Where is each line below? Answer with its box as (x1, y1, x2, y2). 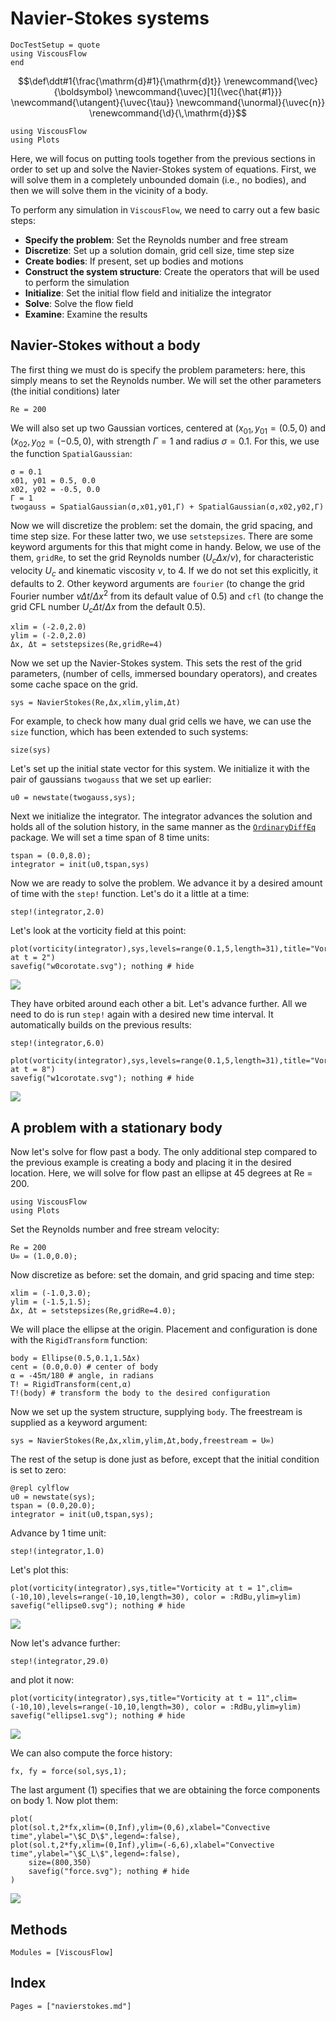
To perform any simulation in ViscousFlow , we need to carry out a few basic (10, 203, 320, 216)
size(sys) (10, 745, 52, 756)
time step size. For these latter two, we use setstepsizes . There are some (10, 530, 313, 542)
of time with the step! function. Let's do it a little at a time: (10, 888, 250, 900)
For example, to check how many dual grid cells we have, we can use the (10, 715, 312, 727)
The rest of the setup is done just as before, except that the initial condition (10, 1453, 320, 1466)
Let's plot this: (10, 1564, 69, 1576)
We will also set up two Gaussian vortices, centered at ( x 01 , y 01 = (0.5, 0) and (10, 422, 326, 436)
